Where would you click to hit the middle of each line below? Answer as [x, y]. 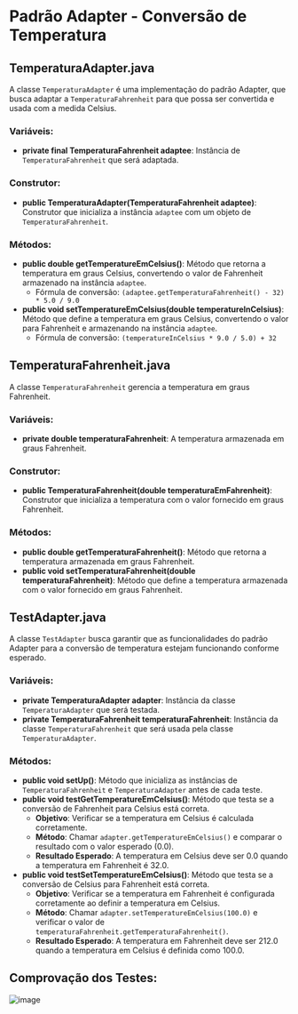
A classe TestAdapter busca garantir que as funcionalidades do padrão [139, 639]
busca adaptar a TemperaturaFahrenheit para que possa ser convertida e [142, 99]
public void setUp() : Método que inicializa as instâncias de [129, 780]
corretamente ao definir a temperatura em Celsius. [127, 903]
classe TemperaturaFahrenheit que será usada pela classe [127, 728]
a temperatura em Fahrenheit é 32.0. [102, 865]
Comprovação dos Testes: [83, 978]
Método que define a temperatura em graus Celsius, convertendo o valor [155, 318]
